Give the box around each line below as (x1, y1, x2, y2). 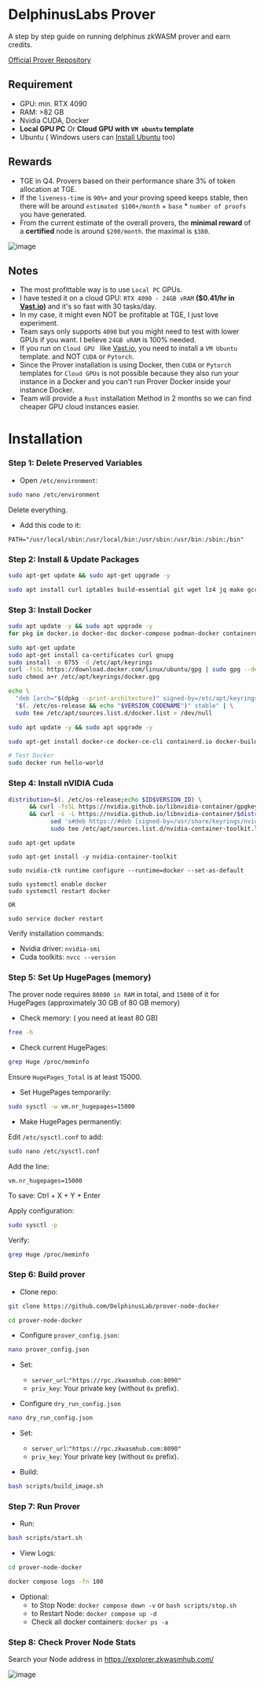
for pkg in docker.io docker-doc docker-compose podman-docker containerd (8, 629, 258, 637)
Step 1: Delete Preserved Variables (8, 458, 143, 469)
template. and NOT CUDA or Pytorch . (19, 352, 134, 361)
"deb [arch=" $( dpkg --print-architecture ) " (15, 695, 159, 703)
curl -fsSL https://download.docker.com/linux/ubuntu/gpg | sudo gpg (8, 666, 241, 674)
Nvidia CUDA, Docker (19, 116, 90, 125)
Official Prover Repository (8, 55, 92, 65)
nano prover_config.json (8, 1346, 90, 1354)
